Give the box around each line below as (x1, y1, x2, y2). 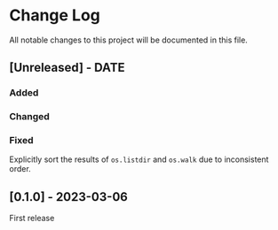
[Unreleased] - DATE (9, 60, 125, 75)
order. (9, 164, 31, 174)
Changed (9, 111, 51, 123)
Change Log (9, 5, 100, 26)
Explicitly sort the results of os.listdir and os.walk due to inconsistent (9, 154, 269, 165)
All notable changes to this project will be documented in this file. (9, 34, 249, 45)
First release (9, 213, 55, 224)
